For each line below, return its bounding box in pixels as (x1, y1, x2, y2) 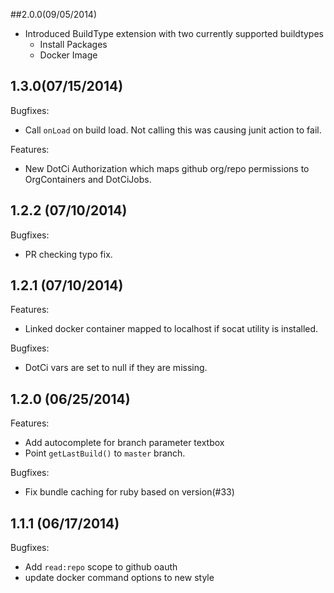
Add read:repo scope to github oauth (24, 561, 178, 573)
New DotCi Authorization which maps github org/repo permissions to (24, 162, 310, 174)
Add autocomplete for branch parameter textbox (24, 437, 225, 449)
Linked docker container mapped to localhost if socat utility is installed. (24, 323, 319, 335)
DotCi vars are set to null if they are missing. (24, 362, 208, 374)
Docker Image (39, 49, 98, 61)
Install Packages (39, 39, 108, 50)
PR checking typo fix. (24, 248, 113, 260)
